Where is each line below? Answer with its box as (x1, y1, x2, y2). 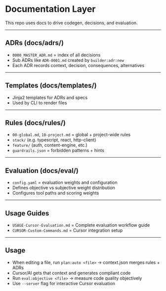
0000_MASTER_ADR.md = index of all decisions (12, 52, 101, 58)
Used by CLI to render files (12, 100, 67, 106)
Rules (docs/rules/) (5, 119, 66, 127)
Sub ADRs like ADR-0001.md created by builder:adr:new (12, 57, 124, 63)
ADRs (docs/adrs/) (5, 39, 64, 47)
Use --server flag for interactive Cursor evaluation (12, 280, 115, 286)
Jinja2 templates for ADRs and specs (12, 94, 88, 100)
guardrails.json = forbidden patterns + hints (12, 147, 105, 154)
